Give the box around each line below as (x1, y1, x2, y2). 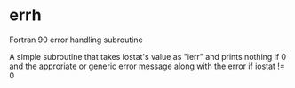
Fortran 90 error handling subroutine (9, 34, 144, 45)
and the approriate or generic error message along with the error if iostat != (9, 61, 286, 71)
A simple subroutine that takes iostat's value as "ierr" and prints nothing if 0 (9, 51, 287, 62)
